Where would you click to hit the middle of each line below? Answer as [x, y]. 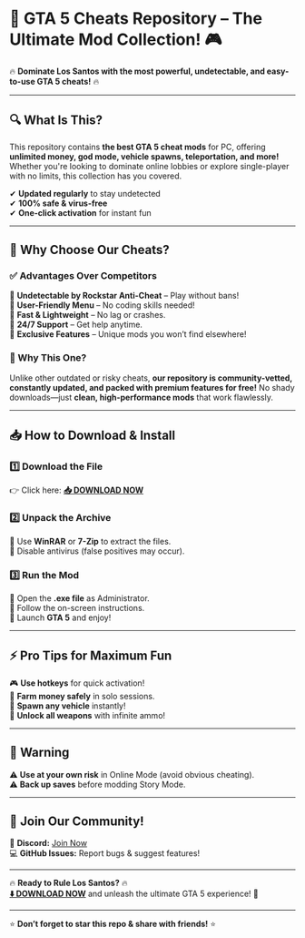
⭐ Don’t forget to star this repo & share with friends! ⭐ [113, 924]
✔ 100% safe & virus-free [59, 203]
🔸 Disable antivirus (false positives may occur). [97, 551]
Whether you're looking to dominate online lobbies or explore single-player [149, 166]
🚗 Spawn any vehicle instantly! [68, 706]
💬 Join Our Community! [77, 822]
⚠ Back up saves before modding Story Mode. [98, 784]
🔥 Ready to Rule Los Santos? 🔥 [69, 883]
